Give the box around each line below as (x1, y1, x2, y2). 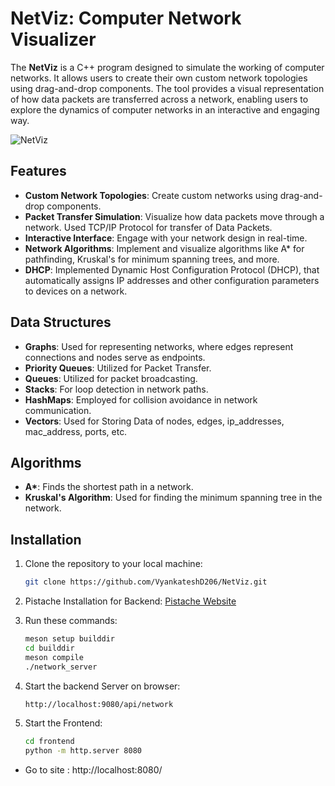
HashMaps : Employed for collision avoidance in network (24, 393, 258, 406)
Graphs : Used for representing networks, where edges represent (24, 340, 294, 352)
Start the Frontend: (24, 717, 103, 729)
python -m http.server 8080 (24, 746, 142, 756)
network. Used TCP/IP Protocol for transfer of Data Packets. (24, 221, 273, 233)
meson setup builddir (24, 634, 115, 644)
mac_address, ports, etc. (24, 425, 128, 437)
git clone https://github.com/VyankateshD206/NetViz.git (24, 577, 268, 587)
